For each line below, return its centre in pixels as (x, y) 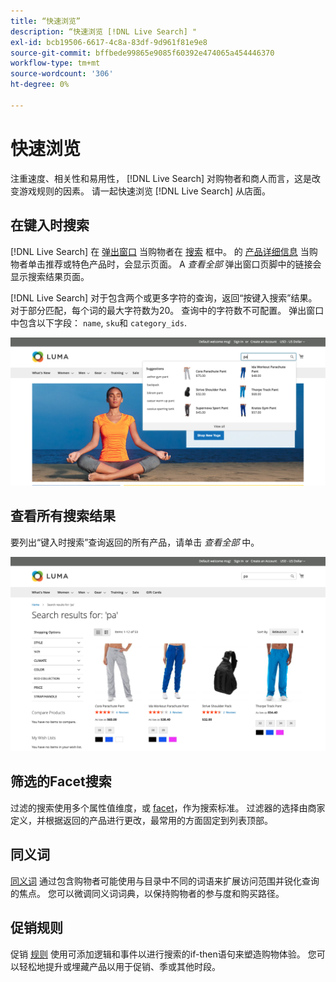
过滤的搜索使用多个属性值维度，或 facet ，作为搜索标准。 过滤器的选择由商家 (168, 807)
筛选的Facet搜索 (61, 781)
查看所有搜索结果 (63, 516)
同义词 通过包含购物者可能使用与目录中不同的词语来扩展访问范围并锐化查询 (165, 881)
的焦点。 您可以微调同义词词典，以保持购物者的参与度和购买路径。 (147, 893)
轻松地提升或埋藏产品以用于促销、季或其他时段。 (119, 966)
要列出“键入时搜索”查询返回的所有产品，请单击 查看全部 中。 (135, 542)
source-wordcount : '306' (62, 74)
